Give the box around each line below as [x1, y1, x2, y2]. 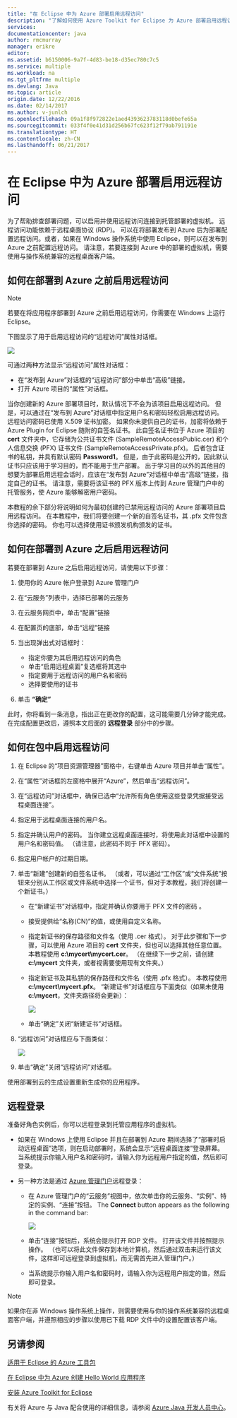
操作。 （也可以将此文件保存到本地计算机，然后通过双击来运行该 [28, 1245, 216, 1254]
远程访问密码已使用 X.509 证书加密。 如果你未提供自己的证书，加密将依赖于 [7, 417, 228, 425]
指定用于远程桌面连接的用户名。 [17, 815, 111, 824]
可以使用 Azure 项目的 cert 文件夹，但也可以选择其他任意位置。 [40, 940, 226, 949]
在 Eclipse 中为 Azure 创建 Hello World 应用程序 [7, 1373, 146, 1382]
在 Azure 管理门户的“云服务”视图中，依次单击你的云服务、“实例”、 [28, 1192, 221, 1200]
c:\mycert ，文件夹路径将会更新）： [28, 991, 129, 1000]
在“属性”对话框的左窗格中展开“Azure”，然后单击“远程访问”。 [17, 776, 194, 785]
